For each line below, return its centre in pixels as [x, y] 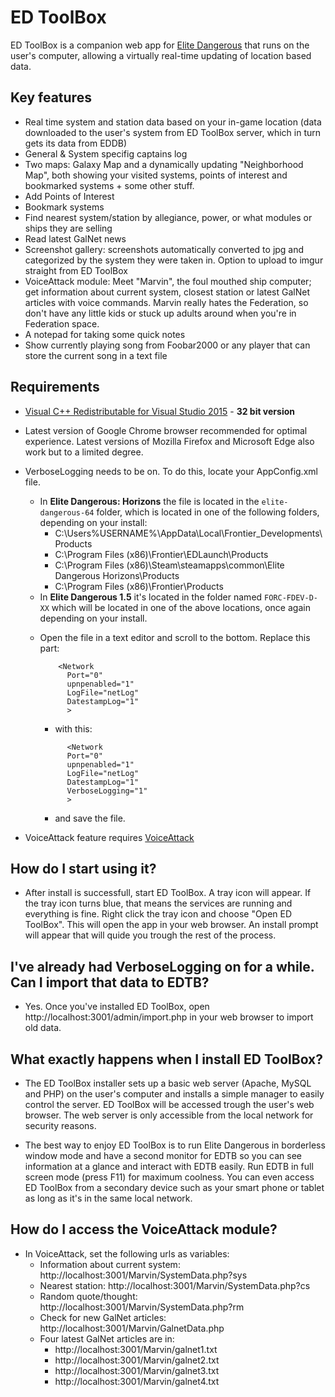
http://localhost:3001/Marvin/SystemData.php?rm [142, 1307]
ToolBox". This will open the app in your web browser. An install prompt [171, 925]
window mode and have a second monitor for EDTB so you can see [163, 1155]
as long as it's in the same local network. [108, 1198]
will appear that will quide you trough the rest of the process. [150, 935]
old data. [43, 1028]
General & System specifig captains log [106, 153]
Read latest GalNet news [75, 238]
